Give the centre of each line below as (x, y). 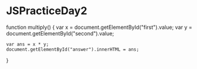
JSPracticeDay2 (47, 11)
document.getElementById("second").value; (60, 33)
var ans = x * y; (28, 44)
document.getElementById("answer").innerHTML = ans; (73, 49)
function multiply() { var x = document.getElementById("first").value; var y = (99, 27)
